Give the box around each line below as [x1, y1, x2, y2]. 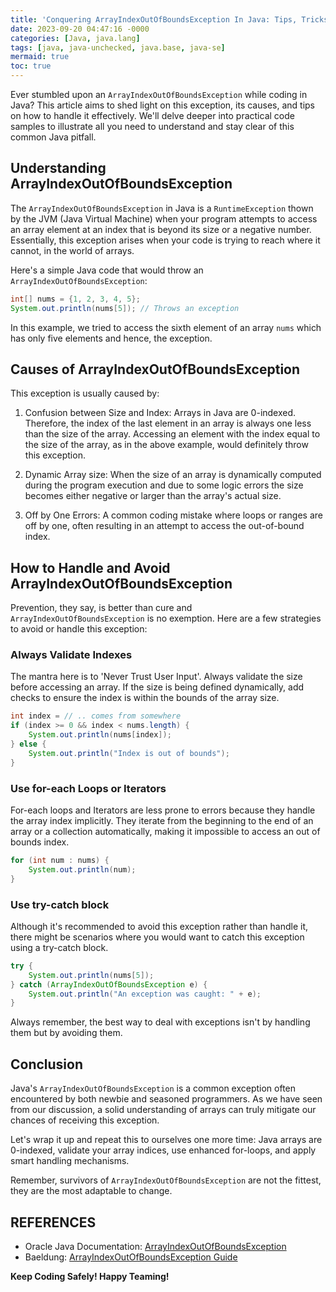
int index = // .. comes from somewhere [10, 711, 182, 721]
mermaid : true [10, 52, 70, 62]
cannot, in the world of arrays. [10, 244, 135, 256]
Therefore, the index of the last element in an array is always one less [24, 417, 312, 430]
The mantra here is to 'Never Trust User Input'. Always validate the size [10, 671, 303, 683]
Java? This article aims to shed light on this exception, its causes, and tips [10, 99, 315, 111]
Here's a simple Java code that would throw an [10, 264, 204, 276]
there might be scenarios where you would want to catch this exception [10, 931, 305, 943]
